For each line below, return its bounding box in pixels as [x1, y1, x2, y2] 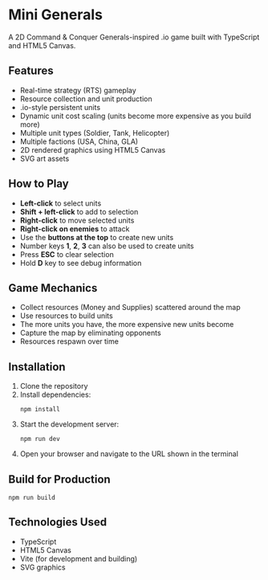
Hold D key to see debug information [19, 258, 142, 268]
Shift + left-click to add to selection [19, 206, 139, 216]
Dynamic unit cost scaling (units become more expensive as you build [19, 111, 251, 120]
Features [8, 64, 54, 78]
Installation [8, 360, 66, 374]
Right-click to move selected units [19, 215, 135, 225]
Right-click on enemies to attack [19, 223, 130, 234]
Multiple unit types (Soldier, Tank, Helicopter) [19, 128, 170, 137]
